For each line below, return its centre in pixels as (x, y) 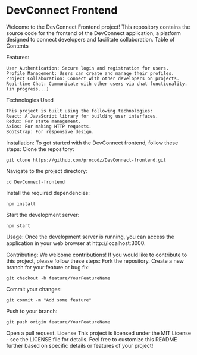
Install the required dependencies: (48, 193)
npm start (18, 226)
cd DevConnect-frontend (36, 182)
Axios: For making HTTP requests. (49, 126)
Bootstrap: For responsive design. (50, 131)
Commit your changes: (34, 289)
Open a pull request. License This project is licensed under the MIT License (99, 333)
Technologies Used (30, 100)
